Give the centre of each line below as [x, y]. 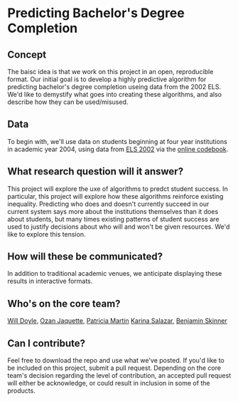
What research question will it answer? [95, 171]
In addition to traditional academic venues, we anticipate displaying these [115, 274]
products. [21, 391]
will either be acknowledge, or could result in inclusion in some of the [109, 383]
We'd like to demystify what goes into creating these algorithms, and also [115, 94]
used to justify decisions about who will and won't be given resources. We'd [119, 227]
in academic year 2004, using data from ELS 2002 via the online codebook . [118, 149]
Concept [27, 55]
